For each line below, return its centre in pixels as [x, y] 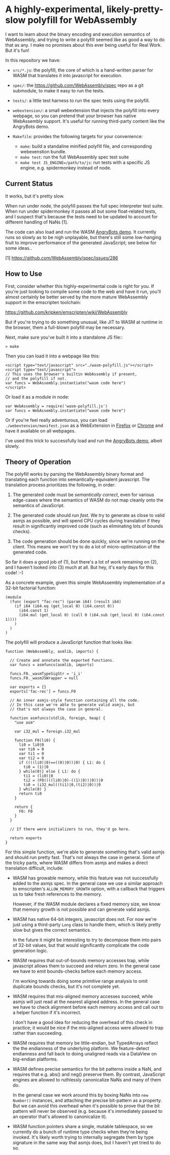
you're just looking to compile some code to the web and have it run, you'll [83, 291]
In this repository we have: [33, 60]
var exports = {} [28, 687]
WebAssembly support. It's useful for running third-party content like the [89, 121]
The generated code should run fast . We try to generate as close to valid [89, 515]
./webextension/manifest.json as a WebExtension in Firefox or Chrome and [84, 425]
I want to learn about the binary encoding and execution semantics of [78, 34]
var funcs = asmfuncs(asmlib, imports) [52, 665]
